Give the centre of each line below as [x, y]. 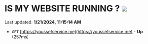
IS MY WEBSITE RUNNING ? [62, 9]
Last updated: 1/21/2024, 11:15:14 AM [43, 22]
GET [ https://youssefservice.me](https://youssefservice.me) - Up [77, 31]
